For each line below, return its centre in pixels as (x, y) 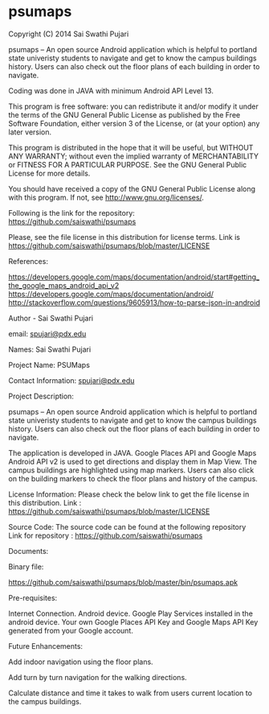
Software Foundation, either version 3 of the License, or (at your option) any (134, 123)
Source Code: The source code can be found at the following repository (127, 526)
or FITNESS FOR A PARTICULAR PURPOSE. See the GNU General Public (128, 164)
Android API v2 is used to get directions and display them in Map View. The (132, 461)
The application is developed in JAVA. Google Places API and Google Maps (132, 452)
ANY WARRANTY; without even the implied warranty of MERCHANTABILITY (134, 156)
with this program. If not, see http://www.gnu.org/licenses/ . (106, 197)
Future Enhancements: (45, 646)
